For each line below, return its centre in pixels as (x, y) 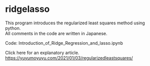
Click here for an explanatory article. (42, 53)
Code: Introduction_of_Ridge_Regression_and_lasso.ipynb (64, 43)
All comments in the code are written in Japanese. (56, 33)
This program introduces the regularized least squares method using (75, 23)
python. (13, 28)
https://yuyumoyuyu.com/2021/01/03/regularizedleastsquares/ (69, 58)
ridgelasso (27, 9)
